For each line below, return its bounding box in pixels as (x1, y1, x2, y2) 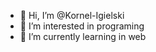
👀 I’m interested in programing (19, 20, 145, 32)
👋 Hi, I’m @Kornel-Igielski (19, 10, 125, 21)
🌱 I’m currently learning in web (19, 31, 147, 42)
